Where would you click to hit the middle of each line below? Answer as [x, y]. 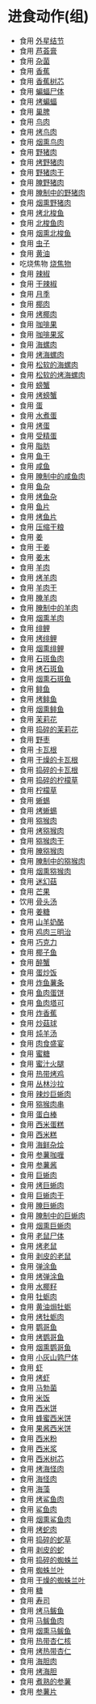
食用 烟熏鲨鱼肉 [45, 1519]
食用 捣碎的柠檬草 [48, 779]
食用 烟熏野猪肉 [45, 203]
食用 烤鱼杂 [38, 496]
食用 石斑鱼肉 [42, 658]
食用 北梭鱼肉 [42, 223]
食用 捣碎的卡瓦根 [48, 770]
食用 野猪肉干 [42, 172]
